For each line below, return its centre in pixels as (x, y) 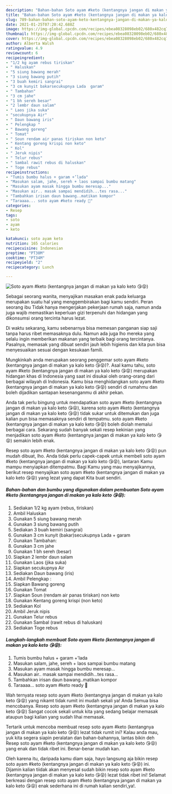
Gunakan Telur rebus (35, 617)
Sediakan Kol (27, 606)
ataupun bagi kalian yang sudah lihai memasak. (56, 717)
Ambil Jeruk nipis (31, 611)
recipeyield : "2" (24, 263)
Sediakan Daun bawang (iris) (44, 573)
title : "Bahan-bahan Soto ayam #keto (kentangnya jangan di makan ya (81, 15)
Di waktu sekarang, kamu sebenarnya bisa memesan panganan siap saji (82, 328)
